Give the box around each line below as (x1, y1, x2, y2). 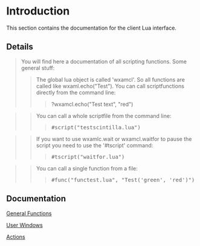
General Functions (6, 210, 52, 217)
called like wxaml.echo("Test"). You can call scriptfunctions (36, 82, 184, 89)
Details (6, 42, 33, 52)
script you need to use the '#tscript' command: (36, 141, 153, 149)
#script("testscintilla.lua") (51, 124, 141, 131)
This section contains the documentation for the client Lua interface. (6, 24, 177, 31)
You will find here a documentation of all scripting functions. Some (21, 57, 187, 65)
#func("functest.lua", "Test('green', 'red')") (51, 176, 195, 183)
